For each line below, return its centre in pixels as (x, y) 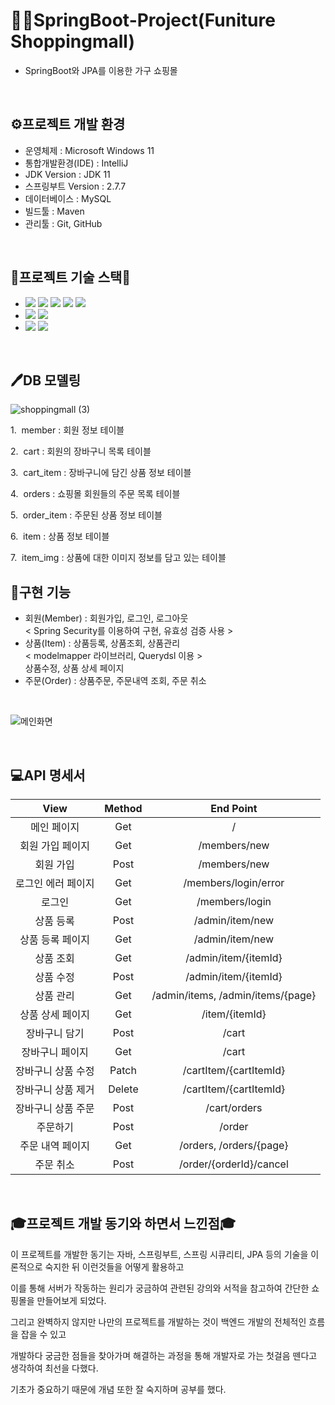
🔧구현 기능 (41, 592)
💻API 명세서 (48, 775)
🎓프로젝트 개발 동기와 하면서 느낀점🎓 (123, 1224)
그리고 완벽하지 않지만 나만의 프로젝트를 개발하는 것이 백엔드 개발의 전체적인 (158, 1321)
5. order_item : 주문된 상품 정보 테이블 (86, 515)
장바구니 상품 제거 (55, 1089)
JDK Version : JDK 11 (67, 174)
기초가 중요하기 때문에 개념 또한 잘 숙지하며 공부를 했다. (118, 1389)
